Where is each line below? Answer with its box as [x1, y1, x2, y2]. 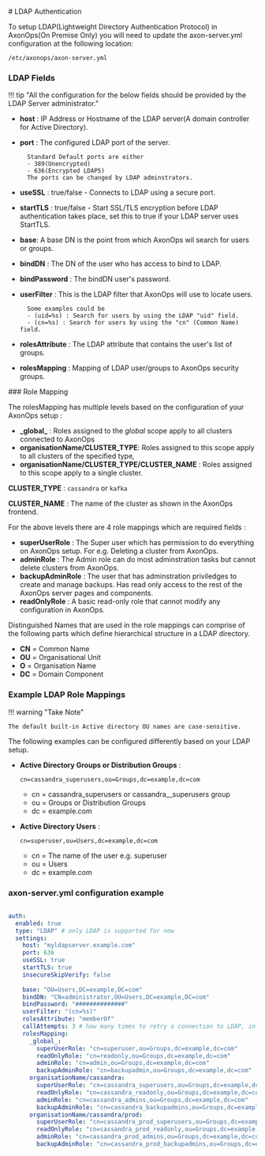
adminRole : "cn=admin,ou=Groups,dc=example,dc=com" [36, 1059, 211, 1067]
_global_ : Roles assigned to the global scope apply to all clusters [19, 426, 233, 436]
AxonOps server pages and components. [19, 589, 154, 598]
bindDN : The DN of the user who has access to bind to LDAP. [19, 259, 222, 268]
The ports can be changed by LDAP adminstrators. [27, 174, 193, 182]
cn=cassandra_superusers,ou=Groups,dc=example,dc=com [19, 775, 200, 783]
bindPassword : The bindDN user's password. [19, 275, 171, 284]
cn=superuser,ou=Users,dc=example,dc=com [19, 836, 158, 845]
